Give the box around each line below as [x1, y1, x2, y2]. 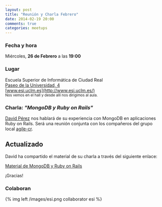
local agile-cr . [5, 126, 33, 132]
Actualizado [5, 140, 44, 149]
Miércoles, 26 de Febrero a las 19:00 [5, 53, 81, 59]
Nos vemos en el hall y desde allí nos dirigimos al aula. [5, 93, 98, 98]
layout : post [5, 7, 32, 12]
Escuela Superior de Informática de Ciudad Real [5, 77, 103, 83]
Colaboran [5, 185, 31, 192]
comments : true [5, 21, 37, 26]
